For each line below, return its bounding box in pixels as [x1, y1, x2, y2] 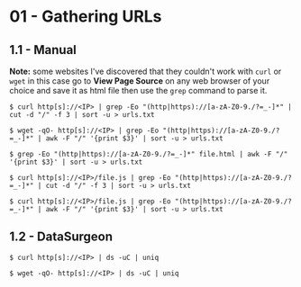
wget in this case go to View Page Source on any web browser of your [9, 76, 270, 86]
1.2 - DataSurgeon [9, 229, 114, 245]
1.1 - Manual [9, 42, 77, 58]
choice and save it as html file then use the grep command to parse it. [9, 85, 268, 95]
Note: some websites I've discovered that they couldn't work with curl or [9, 66, 282, 76]
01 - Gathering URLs [9, 6, 162, 27]
